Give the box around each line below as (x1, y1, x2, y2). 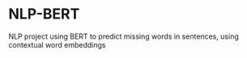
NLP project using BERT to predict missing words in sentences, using (8, 31, 239, 41)
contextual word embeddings (8, 39, 107, 49)
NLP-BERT (8, 5, 80, 23)
